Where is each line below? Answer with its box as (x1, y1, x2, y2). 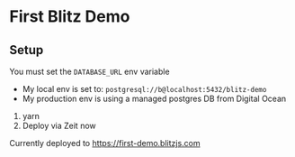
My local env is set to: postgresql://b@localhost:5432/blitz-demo (22, 84, 267, 94)
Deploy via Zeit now (22, 120, 96, 131)
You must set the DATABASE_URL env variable (9, 66, 170, 77)
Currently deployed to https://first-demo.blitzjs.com (9, 138, 201, 148)
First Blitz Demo (9, 6, 130, 27)
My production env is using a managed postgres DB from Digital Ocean (22, 93, 287, 104)
